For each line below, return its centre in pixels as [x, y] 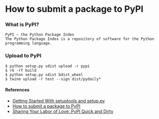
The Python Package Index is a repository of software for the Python [80, 39]
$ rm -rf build [21, 70]
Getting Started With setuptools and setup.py [59, 101]
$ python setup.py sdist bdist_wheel [44, 75]
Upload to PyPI [23, 56]
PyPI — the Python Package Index [40, 35]
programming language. [29, 43]
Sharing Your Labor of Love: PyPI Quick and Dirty [63, 111]
